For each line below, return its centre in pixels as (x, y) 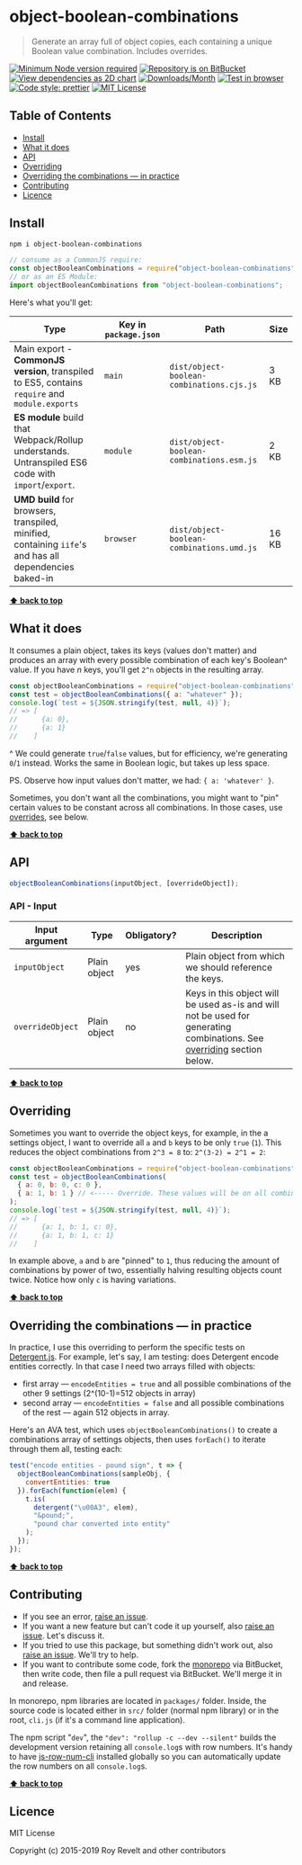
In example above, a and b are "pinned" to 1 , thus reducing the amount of (145, 1260)
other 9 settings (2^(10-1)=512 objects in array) (109, 1394)
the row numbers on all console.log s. (79, 1766)
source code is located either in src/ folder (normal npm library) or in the (144, 1710)
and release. (45, 1683)
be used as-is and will (232, 1004)
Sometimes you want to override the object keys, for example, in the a (139, 1133)
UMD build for (44, 499)
